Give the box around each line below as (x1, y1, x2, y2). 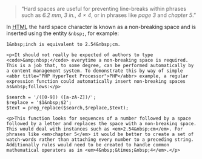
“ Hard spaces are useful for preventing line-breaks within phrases (21, 5, 187, 12)
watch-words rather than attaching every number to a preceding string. (6, 137, 194, 143)
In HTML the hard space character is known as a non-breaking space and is (6, 24, 196, 30)
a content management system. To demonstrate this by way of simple (6, 68, 183, 74)
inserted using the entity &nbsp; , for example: (6, 30, 120, 37)
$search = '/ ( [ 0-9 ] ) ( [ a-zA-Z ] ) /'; (6, 94, 96, 100)
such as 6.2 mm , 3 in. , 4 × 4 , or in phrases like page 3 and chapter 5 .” (21, 11, 196, 19)
